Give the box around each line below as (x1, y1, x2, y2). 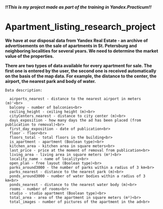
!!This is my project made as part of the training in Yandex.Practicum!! (5, 4, 152, 10)
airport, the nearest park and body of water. (5, 78, 96, 84)
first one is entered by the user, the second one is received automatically (5, 68, 157, 74)
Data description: (5, 88, 43, 93)
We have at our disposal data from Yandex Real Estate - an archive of (5, 37, 148, 43)
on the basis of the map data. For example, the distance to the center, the (5, 73, 157, 79)
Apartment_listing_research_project (5, 22, 156, 32)
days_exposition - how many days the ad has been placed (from (9, 118, 141, 123)
